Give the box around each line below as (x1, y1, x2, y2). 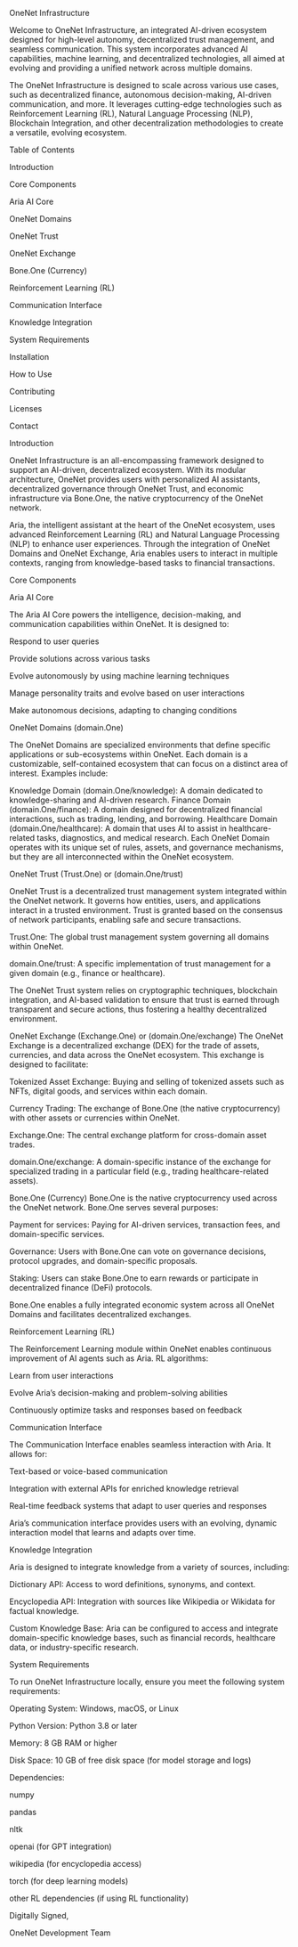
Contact (9, 420, 38, 431)
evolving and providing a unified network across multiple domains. (9, 62, 254, 73)
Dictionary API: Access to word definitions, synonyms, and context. (9, 1579, 256, 1589)
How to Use (9, 369, 52, 379)
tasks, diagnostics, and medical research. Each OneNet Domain (36, 833, 270, 843)
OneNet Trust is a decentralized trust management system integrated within (9, 886, 287, 896)
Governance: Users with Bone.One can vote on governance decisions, (9, 1246, 267, 1257)
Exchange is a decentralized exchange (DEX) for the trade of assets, (9, 1040, 260, 1050)
